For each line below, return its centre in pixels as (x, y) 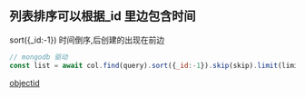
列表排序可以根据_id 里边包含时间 (103, 16)
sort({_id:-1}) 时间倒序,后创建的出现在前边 (87, 40)
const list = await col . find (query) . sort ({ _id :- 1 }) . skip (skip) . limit (144, 65)
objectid (25, 82)
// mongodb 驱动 (39, 57)
